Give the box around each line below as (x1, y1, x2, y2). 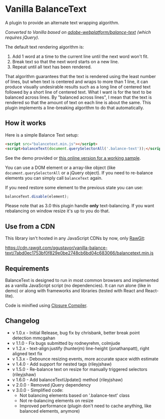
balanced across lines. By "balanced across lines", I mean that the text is (5, 94, 152, 100)
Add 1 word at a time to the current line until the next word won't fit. (12, 53, 149, 59)
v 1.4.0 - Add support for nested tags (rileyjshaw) (12, 361, 112, 367)
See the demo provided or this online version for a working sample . (5, 155, 141, 161)
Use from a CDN (5, 222, 55, 230)
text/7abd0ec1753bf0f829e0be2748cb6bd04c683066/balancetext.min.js (5, 250, 154, 256)
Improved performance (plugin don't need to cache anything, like (19, 403, 152, 409)
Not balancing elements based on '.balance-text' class (19, 392, 130, 398)
